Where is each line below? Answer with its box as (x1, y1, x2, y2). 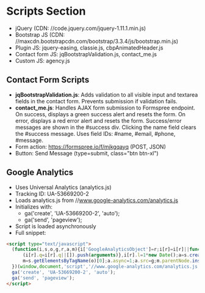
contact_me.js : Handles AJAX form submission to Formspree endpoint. (15, 104, 195, 111)
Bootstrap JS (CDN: (15, 31, 65, 38)
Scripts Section (6, 4, 86, 18)
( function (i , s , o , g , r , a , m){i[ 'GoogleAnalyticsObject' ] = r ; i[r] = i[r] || (12, 247, 190, 253)
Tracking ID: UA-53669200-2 (15, 190, 90, 197)
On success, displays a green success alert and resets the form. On (15, 110, 186, 117)
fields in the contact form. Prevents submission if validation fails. (15, 97, 178, 105)
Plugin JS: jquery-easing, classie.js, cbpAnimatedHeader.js (15, 44, 164, 51)
